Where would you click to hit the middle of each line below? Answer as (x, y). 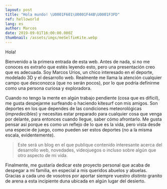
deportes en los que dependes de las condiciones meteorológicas (73, 108)
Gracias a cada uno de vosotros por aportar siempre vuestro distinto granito (84, 175)
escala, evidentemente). (30, 135)
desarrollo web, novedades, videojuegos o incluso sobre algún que (87, 150)
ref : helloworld (22, 19)
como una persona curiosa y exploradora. (48, 88)
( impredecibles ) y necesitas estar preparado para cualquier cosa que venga (83, 113)
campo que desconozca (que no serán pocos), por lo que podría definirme (82, 82)
